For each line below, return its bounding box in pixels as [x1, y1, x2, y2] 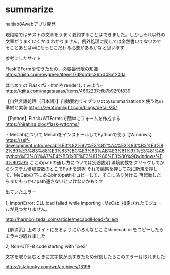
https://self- [5, 137, 30, 143]
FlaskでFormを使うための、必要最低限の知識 [5, 66, 98, 72]
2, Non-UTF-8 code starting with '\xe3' [5, 243, 87, 249]
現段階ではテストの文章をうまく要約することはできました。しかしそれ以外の [5, 31, 165, 37]
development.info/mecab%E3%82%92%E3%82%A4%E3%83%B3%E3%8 [5, 142, 164, 148]
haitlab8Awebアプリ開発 [5, 21, 56, 27]
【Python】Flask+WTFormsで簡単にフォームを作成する [5, 115, 121, 121]
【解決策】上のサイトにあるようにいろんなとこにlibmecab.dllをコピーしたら [5, 226, 164, 232]
